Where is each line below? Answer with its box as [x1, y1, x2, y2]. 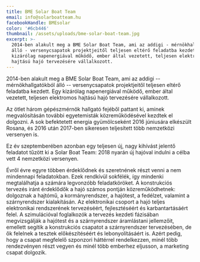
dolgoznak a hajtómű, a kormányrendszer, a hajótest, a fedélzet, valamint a [6, 192, 190, 199]
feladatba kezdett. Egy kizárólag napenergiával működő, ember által [6, 88, 173, 95]
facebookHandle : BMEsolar [6, 20, 70, 26]
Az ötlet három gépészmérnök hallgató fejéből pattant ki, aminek [6, 105, 165, 113]
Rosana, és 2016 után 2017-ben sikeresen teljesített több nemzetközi [6, 124, 174, 132]
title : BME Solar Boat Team [6, 8, 76, 15]
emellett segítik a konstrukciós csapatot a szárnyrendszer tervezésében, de [6, 223, 192, 230]
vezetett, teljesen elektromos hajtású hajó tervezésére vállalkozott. [6, 93, 170, 101]
